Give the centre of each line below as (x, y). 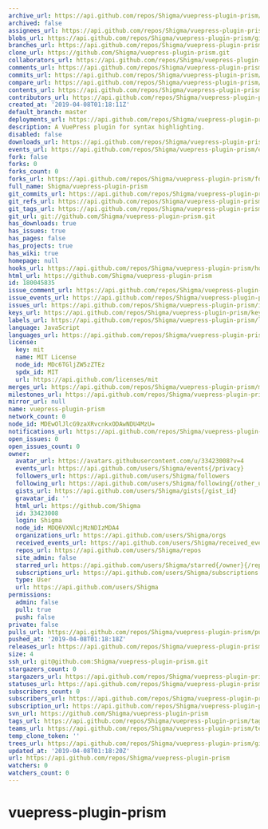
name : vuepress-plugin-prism (57, 409)
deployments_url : (37, 120)
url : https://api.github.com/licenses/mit (87, 379)
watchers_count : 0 (39, 773)
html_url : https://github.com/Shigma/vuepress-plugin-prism (110, 276)
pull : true (33, 609)
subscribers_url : (37, 699)
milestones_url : (35, 395)
